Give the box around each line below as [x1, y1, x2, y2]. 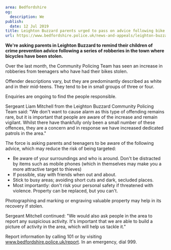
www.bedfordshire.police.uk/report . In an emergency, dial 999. [5, 239, 137, 245]
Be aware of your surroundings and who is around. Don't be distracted [12, 155, 161, 162]
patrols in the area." [5, 130, 47, 137]
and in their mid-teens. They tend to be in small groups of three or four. [5, 84, 154, 90]
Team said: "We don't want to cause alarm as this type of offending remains [5, 109, 164, 115]
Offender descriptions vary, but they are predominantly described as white [5, 78, 162, 84]
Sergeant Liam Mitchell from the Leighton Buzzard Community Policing [5, 103, 154, 109]
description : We [10, 14, 44, 19]
